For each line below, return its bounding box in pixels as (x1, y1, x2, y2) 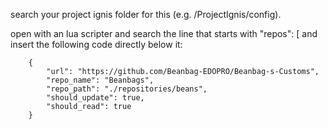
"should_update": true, (46, 93, 145, 103)
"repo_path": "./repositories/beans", (46, 84, 208, 94)
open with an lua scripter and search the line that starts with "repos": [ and (10, 28, 318, 39)
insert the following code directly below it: (10, 39, 183, 50)
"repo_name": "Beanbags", (46, 75, 155, 85)
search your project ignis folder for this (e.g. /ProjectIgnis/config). (10, 9, 282, 20)
